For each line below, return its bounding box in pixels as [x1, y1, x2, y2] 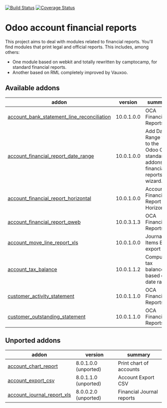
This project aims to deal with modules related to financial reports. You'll [5, 38, 153, 44]
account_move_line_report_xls [7, 239, 79, 246]
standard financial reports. [12, 64, 67, 70]
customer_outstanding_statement [7, 313, 86, 320]
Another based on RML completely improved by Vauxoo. [12, 69, 128, 75]
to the [145, 140, 159, 147]
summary [127, 351, 151, 358]
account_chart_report [7, 363, 58, 370]
